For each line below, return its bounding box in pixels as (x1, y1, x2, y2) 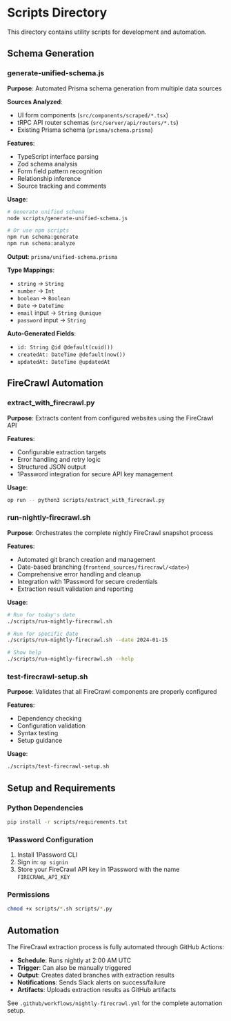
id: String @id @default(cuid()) (17, 344, 114, 351)
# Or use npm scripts (7, 227, 70, 234)
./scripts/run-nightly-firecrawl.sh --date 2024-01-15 (7, 636, 168, 643)
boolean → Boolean (17, 294, 70, 302)
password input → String (17, 316, 86, 324)
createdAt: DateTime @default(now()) (17, 351, 126, 358)
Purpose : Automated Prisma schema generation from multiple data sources (7, 84, 222, 93)
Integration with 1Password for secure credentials (17, 577, 158, 585)
